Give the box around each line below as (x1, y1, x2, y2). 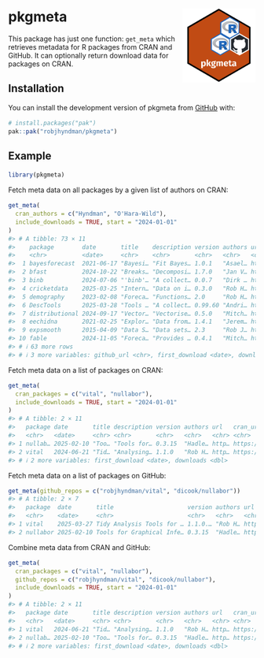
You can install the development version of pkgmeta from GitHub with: (8, 102, 236, 112)
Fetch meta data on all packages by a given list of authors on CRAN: (8, 185, 229, 195)
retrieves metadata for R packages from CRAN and (8, 42, 173, 51)
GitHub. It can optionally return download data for (8, 50, 169, 60)
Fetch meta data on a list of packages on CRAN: (8, 365, 163, 374)
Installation (8, 82, 64, 95)
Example (8, 149, 52, 162)
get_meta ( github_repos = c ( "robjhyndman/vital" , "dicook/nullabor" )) (8, 487, 241, 495)
